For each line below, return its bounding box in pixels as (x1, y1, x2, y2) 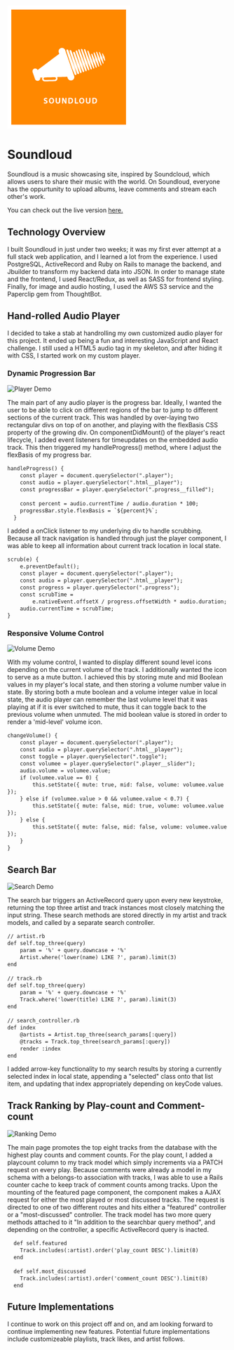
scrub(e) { (7, 556, 39, 563)
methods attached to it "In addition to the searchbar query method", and (7, 1218, 216, 1226)
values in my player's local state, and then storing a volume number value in (7, 680, 226, 689)
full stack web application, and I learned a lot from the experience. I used (7, 252, 218, 261)
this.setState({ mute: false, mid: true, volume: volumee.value (32, 803, 224, 810)
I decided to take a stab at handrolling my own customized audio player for (7, 329, 223, 337)
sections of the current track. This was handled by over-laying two (7, 413, 200, 422)
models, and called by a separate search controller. (7, 918, 156, 926)
